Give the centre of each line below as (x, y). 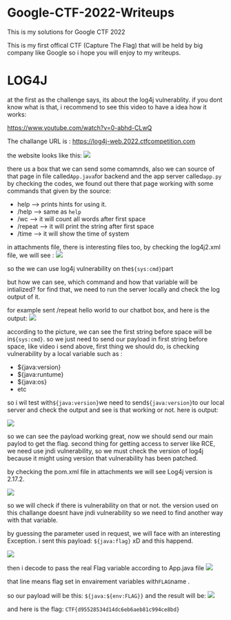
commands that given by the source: (59, 191)
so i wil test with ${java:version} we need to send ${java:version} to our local (116, 402)
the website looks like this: (45, 155)
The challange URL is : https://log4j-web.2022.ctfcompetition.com (101, 141)
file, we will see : (31, 255)
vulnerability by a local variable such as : (65, 353)
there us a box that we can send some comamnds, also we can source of (111, 169)
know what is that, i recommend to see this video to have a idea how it (107, 107)
